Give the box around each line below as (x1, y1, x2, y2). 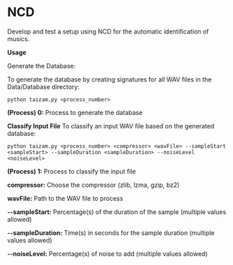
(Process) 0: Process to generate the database (7, 108, 143, 116)
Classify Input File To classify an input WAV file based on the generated (7, 121, 215, 130)
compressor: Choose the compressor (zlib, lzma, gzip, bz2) (7, 181, 180, 189)
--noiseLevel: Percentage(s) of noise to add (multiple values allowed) (7, 249, 208, 258)
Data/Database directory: (7, 82, 80, 91)
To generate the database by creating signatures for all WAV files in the (7, 75, 212, 84)
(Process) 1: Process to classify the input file (7, 167, 136, 175)
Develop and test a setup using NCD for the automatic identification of (7, 27, 209, 36)
